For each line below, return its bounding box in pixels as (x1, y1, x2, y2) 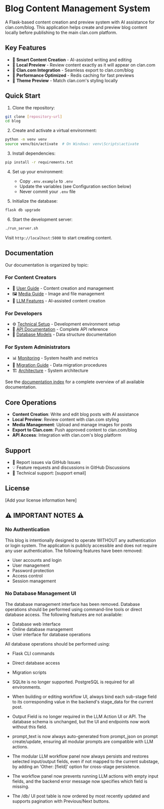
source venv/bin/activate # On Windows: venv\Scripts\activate (5, 141, 139, 147)
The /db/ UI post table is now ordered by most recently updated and (12, 793, 150, 799)
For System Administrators (5, 344, 70, 350)
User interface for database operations (12, 631, 91, 637)
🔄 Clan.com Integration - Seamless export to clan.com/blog (12, 67, 134, 73)
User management (12, 562, 50, 568)
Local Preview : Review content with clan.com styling (12, 416, 119, 422)
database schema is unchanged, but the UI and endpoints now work (12, 718, 150, 724)
